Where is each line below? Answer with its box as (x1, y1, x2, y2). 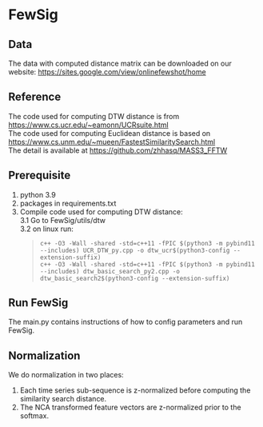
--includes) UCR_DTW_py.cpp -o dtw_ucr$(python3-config (39, 246, 230, 254)
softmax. (19, 411, 50, 421)
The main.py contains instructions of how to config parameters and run (8, 317, 243, 327)
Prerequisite (8, 169, 71, 182)
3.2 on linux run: (19, 224, 74, 233)
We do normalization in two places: (8, 370, 124, 380)
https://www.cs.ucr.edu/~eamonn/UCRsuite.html (8, 120, 169, 130)
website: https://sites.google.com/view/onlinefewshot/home (8, 67, 206, 77)
